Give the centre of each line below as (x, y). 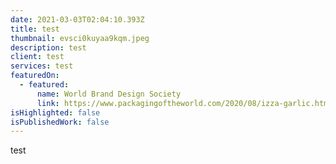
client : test (37, 57)
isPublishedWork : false (60, 122)
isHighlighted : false (55, 112)
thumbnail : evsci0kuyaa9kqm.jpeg (80, 38)
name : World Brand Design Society (109, 94)
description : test (48, 47)
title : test (35, 29)
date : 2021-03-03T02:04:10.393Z (77, 19)
